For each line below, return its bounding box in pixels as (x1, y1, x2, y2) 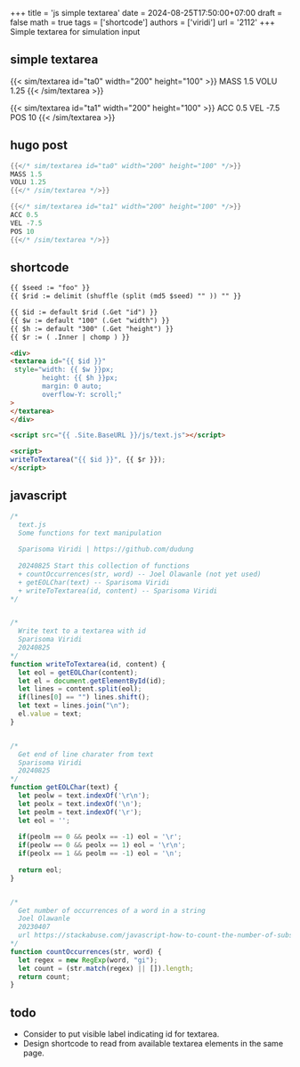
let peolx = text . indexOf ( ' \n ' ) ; (18, 799, 142, 808)
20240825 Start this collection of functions (18, 562, 191, 570)
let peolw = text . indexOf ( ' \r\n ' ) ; (18, 791, 150, 800)
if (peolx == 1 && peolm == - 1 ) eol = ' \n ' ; (18, 849, 182, 858)
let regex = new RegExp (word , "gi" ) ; (18, 956, 158, 965)
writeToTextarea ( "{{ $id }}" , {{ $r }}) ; (10, 456, 166, 465)
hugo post (10, 138, 68, 153)
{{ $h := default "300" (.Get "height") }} (10, 324, 174, 333)
